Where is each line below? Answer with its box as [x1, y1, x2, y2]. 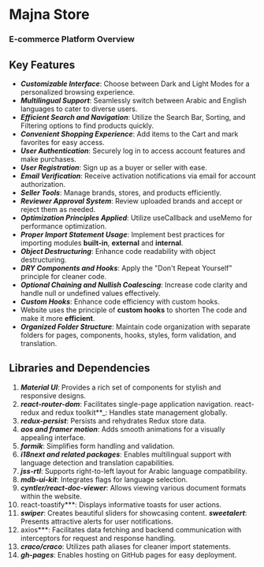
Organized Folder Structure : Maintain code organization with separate [20, 322, 251, 331]
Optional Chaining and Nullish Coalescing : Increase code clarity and [20, 280, 247, 289]
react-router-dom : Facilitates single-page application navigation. [20, 399, 233, 408]
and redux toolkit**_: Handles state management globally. [41, 408, 228, 417]
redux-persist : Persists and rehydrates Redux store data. [20, 416, 206, 425]
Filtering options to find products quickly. [20, 121, 154, 130]
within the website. [20, 491, 82, 501]
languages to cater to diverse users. [20, 104, 138, 114]
